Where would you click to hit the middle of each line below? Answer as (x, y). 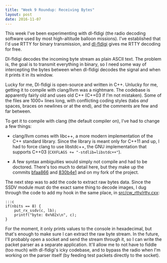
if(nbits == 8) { (23, 206)
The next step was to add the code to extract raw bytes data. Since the (78, 182)
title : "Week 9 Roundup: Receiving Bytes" (50, 10)
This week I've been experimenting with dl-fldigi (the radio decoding (76, 34)
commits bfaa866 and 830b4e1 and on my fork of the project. (76, 172)
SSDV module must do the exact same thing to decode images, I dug (76, 187)
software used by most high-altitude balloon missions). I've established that (83, 39)
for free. (13, 49)
